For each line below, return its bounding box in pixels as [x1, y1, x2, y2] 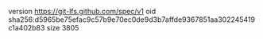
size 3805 [46, 23, 79, 32]
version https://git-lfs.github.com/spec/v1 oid [8, 7, 157, 16]
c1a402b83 [8, 23, 45, 32]
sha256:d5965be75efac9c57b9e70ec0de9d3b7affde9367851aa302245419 [8, 15, 256, 24]
